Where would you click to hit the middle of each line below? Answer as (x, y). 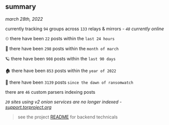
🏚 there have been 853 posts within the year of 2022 (61, 71)
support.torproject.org (28, 107)
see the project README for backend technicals (68, 117)
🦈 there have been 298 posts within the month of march (62, 48)
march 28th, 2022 (24, 19)
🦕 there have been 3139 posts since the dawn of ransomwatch (69, 82)
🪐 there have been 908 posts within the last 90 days (60, 58)
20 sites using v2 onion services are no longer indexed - (64, 102)
